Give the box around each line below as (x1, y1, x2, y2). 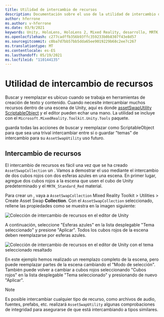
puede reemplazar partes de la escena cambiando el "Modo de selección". (5, 262, 156, 267)
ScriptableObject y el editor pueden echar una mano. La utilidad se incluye (5, 110, 155, 116)
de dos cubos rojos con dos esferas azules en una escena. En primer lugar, (5, 173, 157, 179)
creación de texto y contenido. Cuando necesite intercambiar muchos (5, 100, 145, 106)
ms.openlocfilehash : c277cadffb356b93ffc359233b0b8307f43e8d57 (5, 35, 137, 40)
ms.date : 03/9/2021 (5, 25, 45, 30)
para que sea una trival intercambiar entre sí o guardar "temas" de (5, 130, 138, 136)
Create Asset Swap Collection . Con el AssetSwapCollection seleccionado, (5, 198, 154, 204)
